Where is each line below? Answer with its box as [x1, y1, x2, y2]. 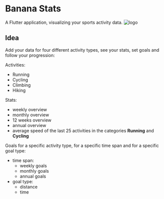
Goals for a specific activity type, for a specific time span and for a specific [5, 142, 159, 148]
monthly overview [12, 112, 49, 118]
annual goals [19, 173, 46, 179]
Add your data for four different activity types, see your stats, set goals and [5, 47, 160, 53]
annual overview [12, 122, 46, 128]
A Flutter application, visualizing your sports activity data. [5, 19, 123, 25]
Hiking [12, 87, 26, 93]
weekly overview [12, 106, 47, 112]
